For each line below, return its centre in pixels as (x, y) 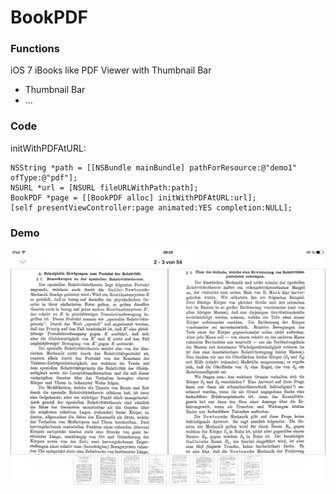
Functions (35, 49)
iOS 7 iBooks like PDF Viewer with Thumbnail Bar (111, 70)
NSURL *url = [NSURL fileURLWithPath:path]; (104, 187)
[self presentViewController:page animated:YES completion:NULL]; (151, 207)
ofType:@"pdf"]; (44, 177)
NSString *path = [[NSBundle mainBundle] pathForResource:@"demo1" (154, 167)
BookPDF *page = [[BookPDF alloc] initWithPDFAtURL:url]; (133, 197)
